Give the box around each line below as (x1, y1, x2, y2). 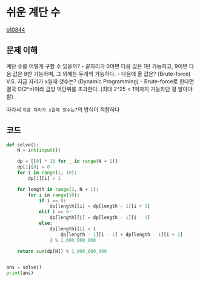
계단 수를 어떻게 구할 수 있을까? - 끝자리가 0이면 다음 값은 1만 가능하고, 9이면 (6, 62, 188, 70)
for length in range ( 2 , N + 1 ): (17, 186, 99, 192)
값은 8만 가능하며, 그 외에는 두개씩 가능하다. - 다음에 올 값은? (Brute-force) (12, 70, 191, 77)
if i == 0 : (38, 198, 67, 204)
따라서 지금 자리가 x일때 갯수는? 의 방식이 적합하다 (6, 106, 120, 113)
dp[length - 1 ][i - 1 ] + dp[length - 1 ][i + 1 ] (60, 232, 183, 238)
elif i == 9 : (38, 209, 72, 215)
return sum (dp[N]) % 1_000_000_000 (17, 248, 107, 254)
